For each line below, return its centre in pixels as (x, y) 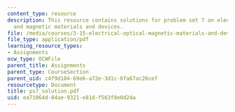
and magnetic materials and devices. (69, 26)
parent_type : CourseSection (48, 72)
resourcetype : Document (42, 85)
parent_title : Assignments (47, 65)
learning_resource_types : (45, 46)
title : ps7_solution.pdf (43, 91)
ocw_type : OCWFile (34, 59)
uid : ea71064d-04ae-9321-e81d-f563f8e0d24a (72, 98)
